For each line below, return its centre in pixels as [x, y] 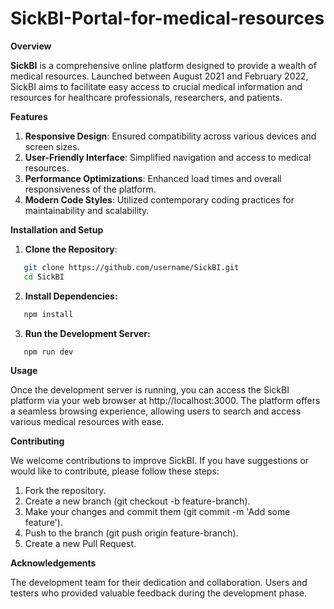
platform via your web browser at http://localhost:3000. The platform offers [165, 401]
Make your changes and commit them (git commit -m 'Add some [157, 512]
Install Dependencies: [71, 296]
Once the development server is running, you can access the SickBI [150, 390]
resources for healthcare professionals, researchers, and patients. [146, 97]
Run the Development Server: [87, 333]
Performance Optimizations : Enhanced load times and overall [153, 178]
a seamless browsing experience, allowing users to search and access [156, 411]
